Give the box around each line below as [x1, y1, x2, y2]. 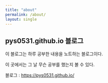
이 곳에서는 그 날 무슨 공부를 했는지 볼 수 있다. [5, 61, 95, 68]
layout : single [5, 17, 37, 22]
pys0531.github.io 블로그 [5, 36, 84, 45]
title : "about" [5, 7, 37, 13]
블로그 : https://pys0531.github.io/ [5, 72, 74, 78]
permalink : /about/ [5, 12, 46, 17]
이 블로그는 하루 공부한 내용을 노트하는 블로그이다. [5, 51, 103, 57]
